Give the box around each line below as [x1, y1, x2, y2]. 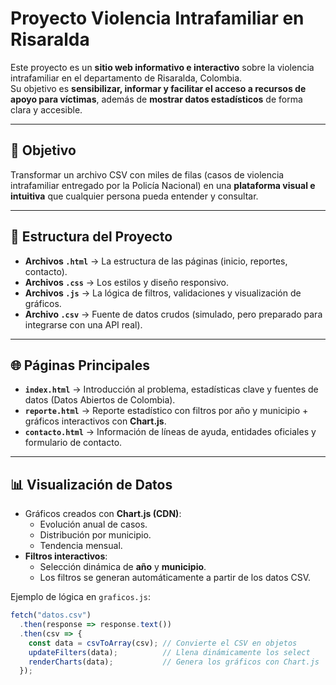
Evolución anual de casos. [39, 518, 148, 531]
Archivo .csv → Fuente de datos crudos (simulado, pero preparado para [24, 308, 323, 320]
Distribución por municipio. [39, 529, 152, 541]
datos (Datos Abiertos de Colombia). [24, 394, 176, 406]
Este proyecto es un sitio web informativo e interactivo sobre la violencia [10, 61, 315, 73]
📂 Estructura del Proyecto [10, 228, 173, 246]
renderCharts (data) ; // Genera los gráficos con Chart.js [28, 657, 320, 667]
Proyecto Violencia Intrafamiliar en [10, 7, 305, 30]
